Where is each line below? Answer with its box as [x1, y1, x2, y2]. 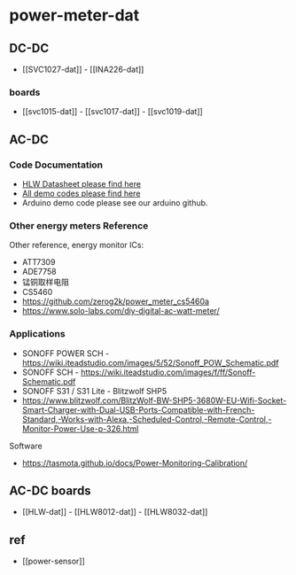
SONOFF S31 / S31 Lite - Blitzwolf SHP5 [21, 385, 167, 396]
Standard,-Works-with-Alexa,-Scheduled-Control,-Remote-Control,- [21, 414, 272, 424]
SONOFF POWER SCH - [21, 347, 109, 359]
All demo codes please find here [21, 188, 141, 198]
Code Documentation [9, 159, 104, 171]
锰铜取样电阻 [21, 276, 69, 288]
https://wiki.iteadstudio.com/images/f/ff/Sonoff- [81, 367, 256, 377]
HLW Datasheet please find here [21, 178, 142, 189]
